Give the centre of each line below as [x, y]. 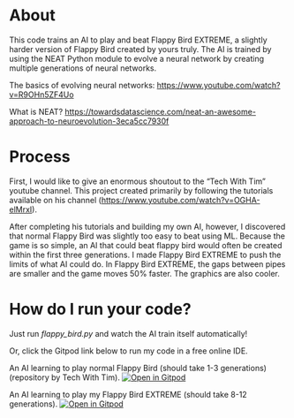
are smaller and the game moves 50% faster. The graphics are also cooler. [144, 273]
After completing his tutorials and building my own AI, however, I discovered [147, 226]
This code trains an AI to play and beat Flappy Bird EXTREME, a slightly [138, 40]
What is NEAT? [36, 111]
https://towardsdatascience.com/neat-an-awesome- [160, 111]
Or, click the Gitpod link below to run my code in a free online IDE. [129, 351]
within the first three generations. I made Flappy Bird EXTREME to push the [145, 255]
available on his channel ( [55, 200]
